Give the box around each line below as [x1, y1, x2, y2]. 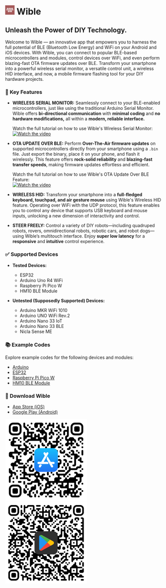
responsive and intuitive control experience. [12, 239, 105, 245]
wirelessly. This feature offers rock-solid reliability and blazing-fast [12, 156, 153, 162]
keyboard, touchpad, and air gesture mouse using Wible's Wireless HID [12, 197, 162, 203]
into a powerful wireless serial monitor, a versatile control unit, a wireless [5, 65, 154, 71]
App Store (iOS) [12, 404, 45, 410]
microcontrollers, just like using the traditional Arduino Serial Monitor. [12, 105, 154, 111]
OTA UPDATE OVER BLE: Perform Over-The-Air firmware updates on [12, 140, 156, 147]
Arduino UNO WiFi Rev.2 [19, 312, 71, 318]
